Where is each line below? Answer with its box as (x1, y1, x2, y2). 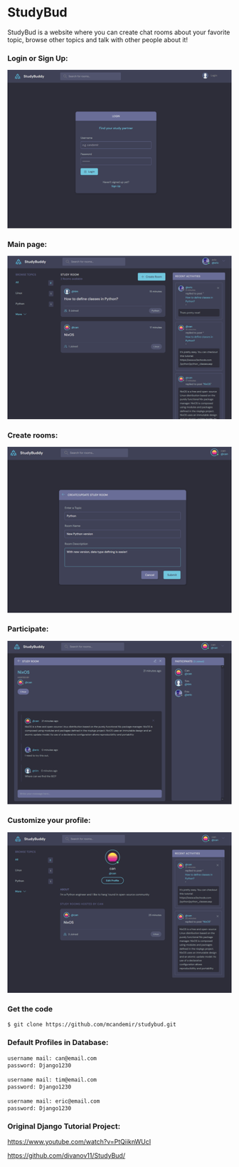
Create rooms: (7, 430, 58, 440)
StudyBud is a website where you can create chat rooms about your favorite (7, 28, 230, 36)
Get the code (7, 1004, 53, 1014)
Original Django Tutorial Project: (7, 1121, 121, 1131)
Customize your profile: (7, 815, 91, 825)
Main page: (7, 240, 48, 250)
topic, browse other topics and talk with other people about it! (7, 35, 188, 44)
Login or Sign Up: (7, 53, 68, 63)
